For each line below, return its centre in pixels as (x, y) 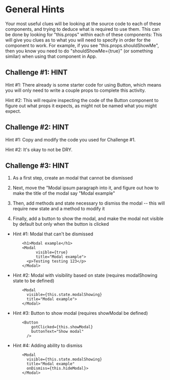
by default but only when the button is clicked (61, 224)
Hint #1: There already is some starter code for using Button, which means (83, 85)
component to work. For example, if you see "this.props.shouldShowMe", (82, 45)
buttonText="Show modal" (58, 332)
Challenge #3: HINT (37, 165)
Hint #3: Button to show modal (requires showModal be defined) (80, 313)
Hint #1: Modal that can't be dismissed (53, 234)
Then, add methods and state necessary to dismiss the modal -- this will (89, 203)
